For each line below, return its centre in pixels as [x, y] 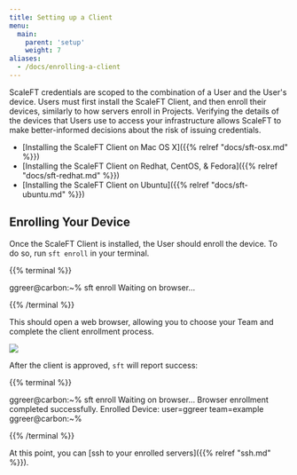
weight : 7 [43, 51]
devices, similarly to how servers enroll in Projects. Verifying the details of [144, 111]
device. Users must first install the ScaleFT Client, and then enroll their [138, 101]
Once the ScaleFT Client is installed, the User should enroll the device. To [143, 243]
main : [27, 34]
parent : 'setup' [55, 42]
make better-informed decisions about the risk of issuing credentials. [135, 130]
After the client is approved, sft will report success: [103, 365]
